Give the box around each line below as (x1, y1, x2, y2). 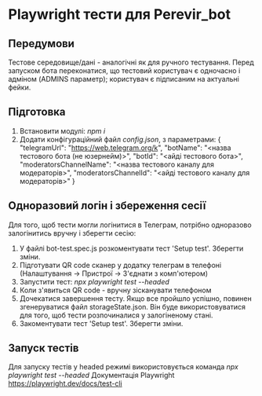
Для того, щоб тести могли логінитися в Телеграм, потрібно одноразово (8, 220, 253, 229)
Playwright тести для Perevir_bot (8, 5, 231, 24)
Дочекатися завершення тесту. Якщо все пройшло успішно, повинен (19, 293, 253, 303)
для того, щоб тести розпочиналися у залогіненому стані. (19, 310, 213, 320)
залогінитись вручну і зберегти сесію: (8, 228, 136, 237)
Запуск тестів (8, 342, 79, 355)
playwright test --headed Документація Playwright (8, 371, 175, 380)
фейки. (8, 82, 31, 92)
